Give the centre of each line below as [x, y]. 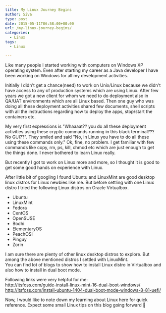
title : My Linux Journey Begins [38, 10]
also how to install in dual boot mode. [43, 270]
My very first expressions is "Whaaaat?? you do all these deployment [76, 126]
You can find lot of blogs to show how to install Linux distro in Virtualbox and [83, 264]
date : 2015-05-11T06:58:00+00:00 [40, 24]
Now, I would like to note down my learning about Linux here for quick [76, 300]
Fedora [20, 208]
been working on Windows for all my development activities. [67, 75]
